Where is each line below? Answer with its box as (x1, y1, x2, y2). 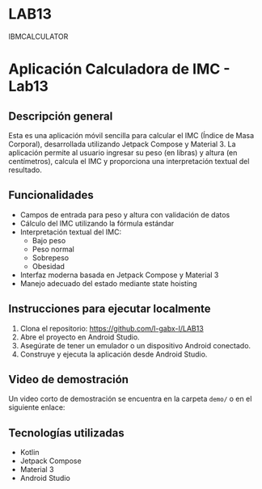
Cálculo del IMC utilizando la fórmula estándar (19, 218, 175, 228)
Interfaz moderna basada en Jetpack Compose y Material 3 (19, 270, 219, 280)
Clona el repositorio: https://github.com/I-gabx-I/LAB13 (19, 323, 204, 333)
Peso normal (32, 244, 75, 254)
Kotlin (19, 448, 40, 457)
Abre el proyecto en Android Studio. (19, 332, 140, 342)
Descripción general (8, 109, 113, 123)
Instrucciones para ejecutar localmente (8, 302, 212, 316)
